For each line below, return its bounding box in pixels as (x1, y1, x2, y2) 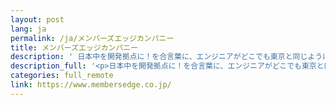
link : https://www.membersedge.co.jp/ (10, 80, 172, 90)
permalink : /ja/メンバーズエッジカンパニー (10, 33, 175, 43)
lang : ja (10, 24, 47, 34)
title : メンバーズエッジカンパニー (10, 42, 139, 53)
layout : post (10, 14, 65, 25)
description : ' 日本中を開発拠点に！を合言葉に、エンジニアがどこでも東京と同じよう (10, 52, 323, 62)
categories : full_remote (10, 71, 114, 81)
